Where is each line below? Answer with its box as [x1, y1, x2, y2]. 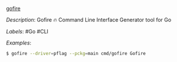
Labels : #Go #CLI [6, 28, 49, 35]
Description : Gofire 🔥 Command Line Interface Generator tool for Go [6, 16, 172, 23]
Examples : [6, 39, 32, 46]
